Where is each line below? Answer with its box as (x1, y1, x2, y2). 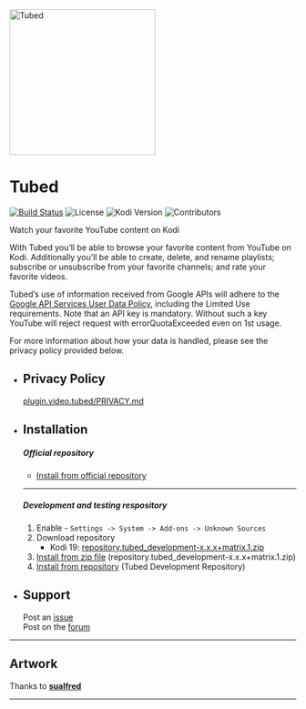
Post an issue (22, 612, 74, 623)
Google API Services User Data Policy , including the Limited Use (9, 298, 250, 309)
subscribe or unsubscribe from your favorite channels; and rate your (9, 261, 267, 272)
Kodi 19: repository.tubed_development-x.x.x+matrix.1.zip (49, 542, 265, 553)
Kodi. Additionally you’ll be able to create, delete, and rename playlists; (9, 251, 275, 262)
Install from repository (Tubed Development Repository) (36, 562, 246, 572)
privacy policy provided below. (9, 345, 125, 356)
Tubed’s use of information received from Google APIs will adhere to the (9, 289, 280, 299)
